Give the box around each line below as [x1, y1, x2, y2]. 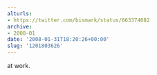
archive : [7, 23, 33, 30]
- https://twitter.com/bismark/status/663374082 [7, 17, 150, 24]
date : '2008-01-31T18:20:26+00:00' [7, 36, 110, 43]
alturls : [7, 10, 33, 17]
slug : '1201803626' [7, 42, 64, 49]
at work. [7, 62, 31, 69]
